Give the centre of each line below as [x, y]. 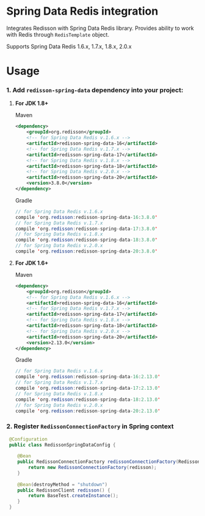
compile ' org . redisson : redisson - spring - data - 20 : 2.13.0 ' [88, 411]
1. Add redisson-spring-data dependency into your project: [95, 90]
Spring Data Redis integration [82, 11]
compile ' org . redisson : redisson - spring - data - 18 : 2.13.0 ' [88, 400]
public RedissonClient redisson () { [64, 490]
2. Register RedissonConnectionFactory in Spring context [90, 426]
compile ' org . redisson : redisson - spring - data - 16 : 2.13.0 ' [88, 377]
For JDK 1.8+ [32, 103]
